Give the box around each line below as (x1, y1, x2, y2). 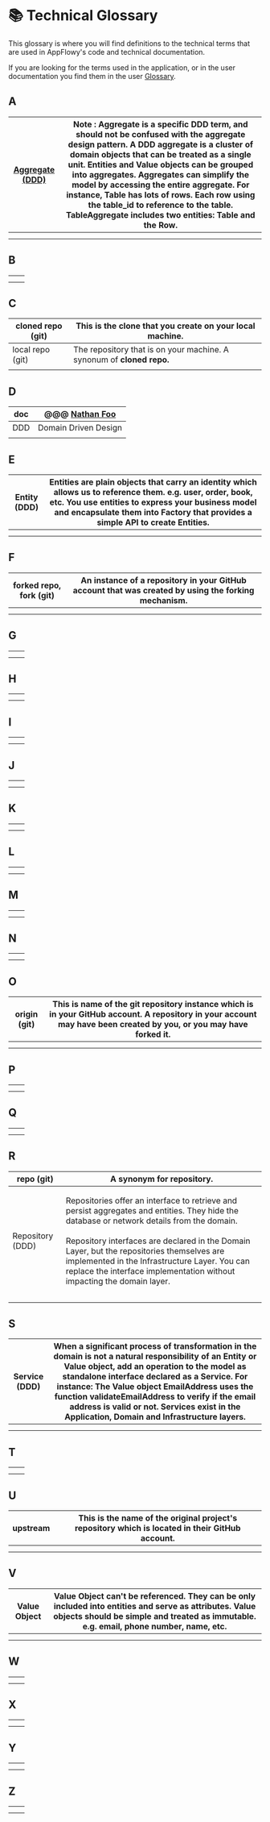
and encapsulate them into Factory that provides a (54, 507, 252, 518)
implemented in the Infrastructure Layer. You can (65, 1255, 251, 1267)
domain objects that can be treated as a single (69, 148, 252, 160)
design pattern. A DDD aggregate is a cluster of (67, 139, 254, 150)
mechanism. (139, 594, 188, 605)
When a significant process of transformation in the (53, 1341, 257, 1352)
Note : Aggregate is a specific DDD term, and (72, 119, 248, 130)
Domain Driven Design (37, 422, 123, 434)
